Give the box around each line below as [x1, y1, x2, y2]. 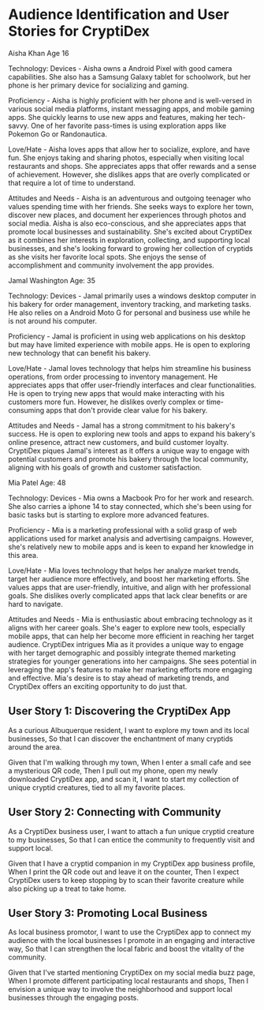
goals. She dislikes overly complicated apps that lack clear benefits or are [8, 590, 248, 600]
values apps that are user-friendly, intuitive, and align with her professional [8, 582, 251, 592]
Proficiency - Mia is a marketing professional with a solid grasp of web [8, 525, 237, 534]
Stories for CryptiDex [8, 22, 150, 40]
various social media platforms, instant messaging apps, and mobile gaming [8, 104, 255, 114]
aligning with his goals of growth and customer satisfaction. [8, 462, 203, 472]
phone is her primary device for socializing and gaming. [8, 80, 189, 90]
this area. [8, 550, 39, 559]
